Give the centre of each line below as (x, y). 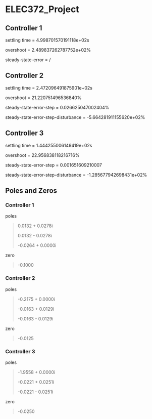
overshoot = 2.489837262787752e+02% (48, 50)
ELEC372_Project (42, 9)
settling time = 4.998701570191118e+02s (47, 40)
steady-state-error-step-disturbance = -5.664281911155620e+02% (75, 117)
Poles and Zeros (31, 191)
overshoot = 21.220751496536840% (43, 98)
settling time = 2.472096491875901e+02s (49, 88)
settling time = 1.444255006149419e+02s (49, 145)
